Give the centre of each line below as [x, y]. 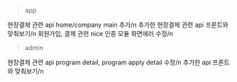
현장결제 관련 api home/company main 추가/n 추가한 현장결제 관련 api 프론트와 [118, 25]
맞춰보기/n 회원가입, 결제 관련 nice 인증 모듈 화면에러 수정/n [90, 34]
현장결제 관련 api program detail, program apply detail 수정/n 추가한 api [109, 62]
